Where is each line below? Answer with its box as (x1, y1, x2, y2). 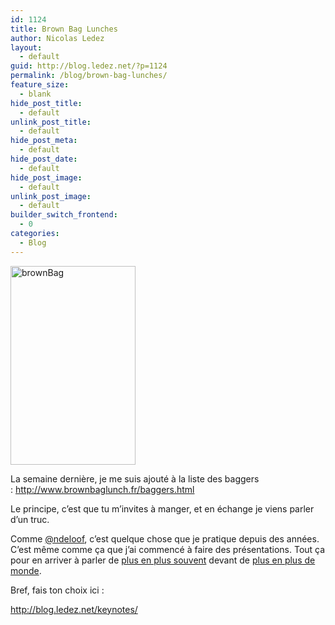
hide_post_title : (10, 98, 83, 108)
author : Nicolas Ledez (10, 33, 105, 43)
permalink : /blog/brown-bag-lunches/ (10, 71, 168, 81)
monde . (10, 564, 42, 576)
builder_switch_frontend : (10, 210, 118, 220)
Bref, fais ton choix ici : (10, 584, 105, 596)
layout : (10, 42, 43, 53)
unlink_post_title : (10, 117, 92, 127)
